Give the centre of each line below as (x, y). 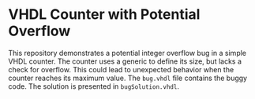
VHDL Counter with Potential (104, 15)
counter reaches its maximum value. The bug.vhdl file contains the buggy (127, 78)
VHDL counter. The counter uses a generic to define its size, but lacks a (125, 61)
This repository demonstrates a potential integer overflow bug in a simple (127, 53)
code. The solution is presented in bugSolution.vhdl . (94, 86)
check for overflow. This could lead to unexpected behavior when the (121, 69)
